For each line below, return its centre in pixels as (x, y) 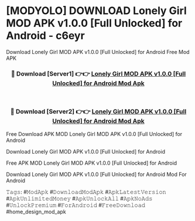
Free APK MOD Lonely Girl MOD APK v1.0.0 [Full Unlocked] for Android (92, 163)
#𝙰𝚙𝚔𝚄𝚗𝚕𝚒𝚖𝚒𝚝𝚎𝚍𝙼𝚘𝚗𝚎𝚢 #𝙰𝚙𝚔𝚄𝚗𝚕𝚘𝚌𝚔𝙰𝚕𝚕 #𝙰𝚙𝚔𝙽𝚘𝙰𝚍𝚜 (79, 198)
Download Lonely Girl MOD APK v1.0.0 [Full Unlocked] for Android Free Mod (98, 52)
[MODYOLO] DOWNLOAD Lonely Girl (97, 11)
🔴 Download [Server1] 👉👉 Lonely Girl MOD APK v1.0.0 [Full (98, 73)
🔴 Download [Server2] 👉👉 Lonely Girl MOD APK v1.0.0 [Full (98, 111)
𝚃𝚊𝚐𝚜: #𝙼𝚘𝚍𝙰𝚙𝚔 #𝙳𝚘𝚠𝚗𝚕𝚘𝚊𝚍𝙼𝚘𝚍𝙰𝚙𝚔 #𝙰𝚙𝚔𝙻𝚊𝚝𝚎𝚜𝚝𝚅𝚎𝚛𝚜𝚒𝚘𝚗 (86, 192)
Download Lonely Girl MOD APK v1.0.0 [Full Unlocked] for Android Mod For (97, 174)
